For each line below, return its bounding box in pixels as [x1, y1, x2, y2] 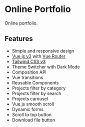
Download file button [11, 116, 55, 123]
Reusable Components [11, 79, 59, 85]
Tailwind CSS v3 [11, 58, 46, 64]
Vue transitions [11, 74, 43, 80]
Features [4, 34, 33, 43]
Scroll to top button [11, 111, 52, 117]
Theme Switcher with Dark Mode [11, 63, 80, 69]
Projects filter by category [11, 85, 66, 91]
